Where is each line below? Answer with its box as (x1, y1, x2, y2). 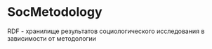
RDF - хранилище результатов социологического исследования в (7, 27, 205, 35)
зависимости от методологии (7, 34, 96, 42)
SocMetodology (7, 4, 103, 20)
